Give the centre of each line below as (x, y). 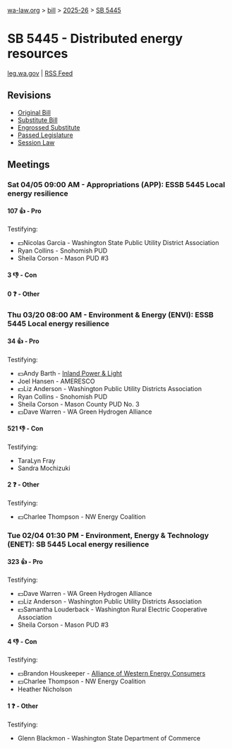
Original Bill (34, 112)
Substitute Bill (37, 120)
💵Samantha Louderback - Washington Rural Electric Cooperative (112, 609)
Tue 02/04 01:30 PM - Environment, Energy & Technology (108, 535)
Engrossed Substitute (49, 127)
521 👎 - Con (25, 429)
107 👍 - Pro (24, 210)
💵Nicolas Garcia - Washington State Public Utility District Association (118, 243)
